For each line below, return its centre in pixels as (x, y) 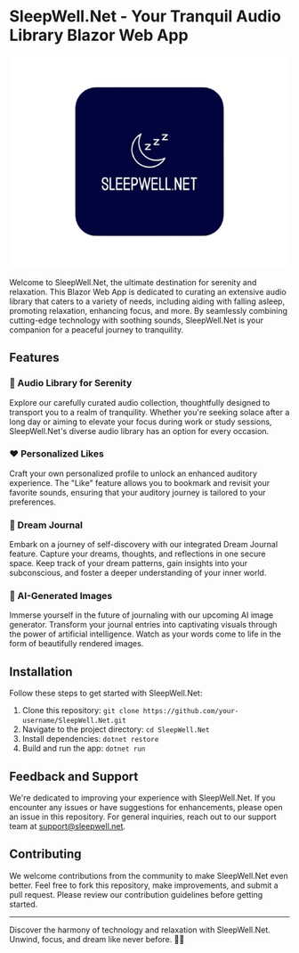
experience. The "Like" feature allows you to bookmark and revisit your (140, 482)
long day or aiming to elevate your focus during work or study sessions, (141, 422)
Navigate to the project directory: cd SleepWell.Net (116, 729)
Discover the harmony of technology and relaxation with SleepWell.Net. (140, 930)
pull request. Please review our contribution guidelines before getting (136, 894)
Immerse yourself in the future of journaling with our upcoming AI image (141, 615)
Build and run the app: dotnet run (84, 748)
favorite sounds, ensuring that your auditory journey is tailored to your (137, 492)
